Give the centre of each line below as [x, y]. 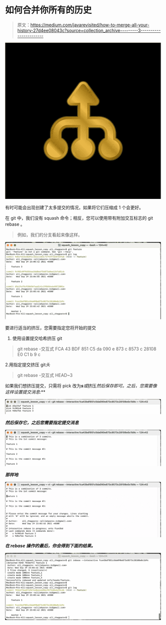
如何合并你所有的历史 [49, 10]
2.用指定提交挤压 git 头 [28, 365]
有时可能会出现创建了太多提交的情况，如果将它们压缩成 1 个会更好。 [74, 207]
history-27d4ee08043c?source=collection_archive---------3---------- [89, 30]
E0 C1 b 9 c [29, 354]
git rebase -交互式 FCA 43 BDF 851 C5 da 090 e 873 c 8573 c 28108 [87, 349]
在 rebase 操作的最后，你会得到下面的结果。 [50, 546]
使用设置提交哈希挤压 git [37, 338]
